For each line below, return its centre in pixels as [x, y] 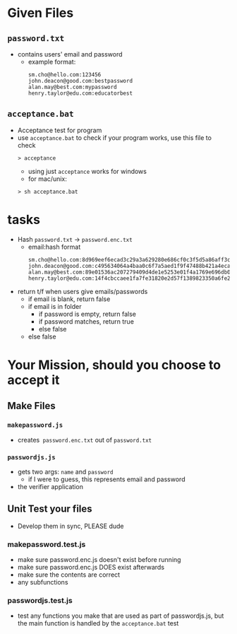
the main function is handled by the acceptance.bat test [98, 623]
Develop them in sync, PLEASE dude [71, 526]
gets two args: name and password [65, 471]
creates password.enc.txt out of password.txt [85, 440]
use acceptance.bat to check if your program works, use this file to [114, 137]
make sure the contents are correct [69, 575]
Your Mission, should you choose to [114, 365]
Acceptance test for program [60, 130]
